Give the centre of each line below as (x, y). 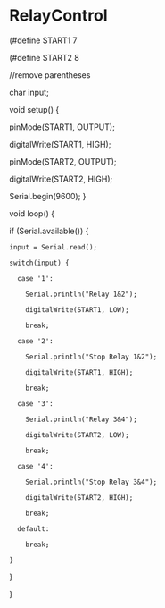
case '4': (35, 466)
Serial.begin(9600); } (48, 196)
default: (33, 528)
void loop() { (32, 213)
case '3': (35, 403)
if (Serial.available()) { (49, 231)
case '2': (35, 341)
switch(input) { (39, 263)
